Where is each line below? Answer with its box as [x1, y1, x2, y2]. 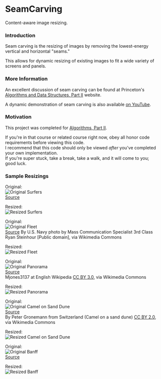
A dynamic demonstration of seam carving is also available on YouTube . [5, 101, 151, 107]
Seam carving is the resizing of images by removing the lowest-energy [5, 43, 149, 49]
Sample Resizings [5, 173, 49, 179]
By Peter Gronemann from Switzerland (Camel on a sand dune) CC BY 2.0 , [5, 314, 157, 320]
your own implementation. [5, 150, 58, 156]
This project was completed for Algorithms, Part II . [5, 124, 107, 131]
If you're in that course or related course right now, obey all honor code [5, 134, 150, 140]
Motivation [5, 114, 32, 120]
